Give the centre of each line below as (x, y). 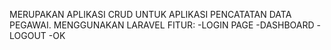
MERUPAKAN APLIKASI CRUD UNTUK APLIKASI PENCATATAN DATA (150, 14)
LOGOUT (28, 35)
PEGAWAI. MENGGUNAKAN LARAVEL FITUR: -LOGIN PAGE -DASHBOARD (162, 25)
